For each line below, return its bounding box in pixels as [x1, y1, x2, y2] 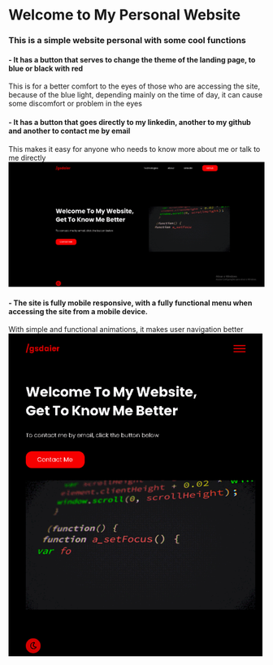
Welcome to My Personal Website [8, 6, 241, 24]
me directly [8, 153, 46, 162]
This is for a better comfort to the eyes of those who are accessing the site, [8, 81, 261, 91]
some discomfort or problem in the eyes [8, 99, 142, 109]
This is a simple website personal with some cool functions [8, 35, 246, 46]
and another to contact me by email [8, 126, 131, 136]
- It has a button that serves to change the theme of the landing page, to [8, 54, 256, 64]
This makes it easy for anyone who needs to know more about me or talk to [8, 144, 261, 153]
